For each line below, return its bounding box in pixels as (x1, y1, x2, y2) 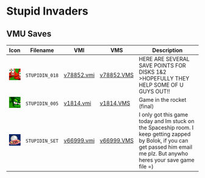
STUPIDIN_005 (25, 101, 59, 107)
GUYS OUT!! (138, 87, 170, 95)
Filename (30, 46, 54, 54)
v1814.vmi (63, 99, 92, 107)
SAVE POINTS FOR (138, 62, 186, 69)
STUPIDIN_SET (25, 138, 59, 144)
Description (152, 46, 183, 54)
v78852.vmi (63, 71, 95, 79)
